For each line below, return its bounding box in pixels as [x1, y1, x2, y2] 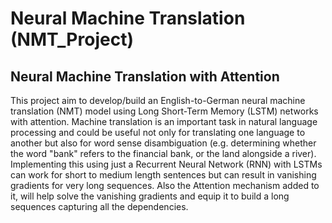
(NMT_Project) [10, 28, 134, 51]
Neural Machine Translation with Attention [10, 68, 280, 85]
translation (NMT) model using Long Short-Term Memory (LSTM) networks [10, 105, 319, 117]
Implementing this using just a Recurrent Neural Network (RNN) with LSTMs [10, 158, 323, 170]
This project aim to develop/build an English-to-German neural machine [10, 95, 306, 106]
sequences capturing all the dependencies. [10, 201, 189, 212]
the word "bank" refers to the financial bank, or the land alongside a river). [10, 148, 317, 159]
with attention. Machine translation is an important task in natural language [10, 116, 318, 127]
